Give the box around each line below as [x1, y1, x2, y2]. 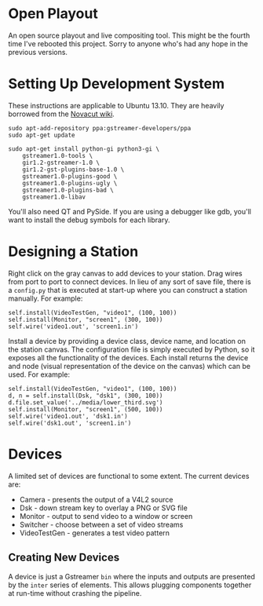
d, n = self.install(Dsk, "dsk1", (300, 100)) [8, 392, 163, 400]
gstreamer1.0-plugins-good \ [22, 172, 118, 181]
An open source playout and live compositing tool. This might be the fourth [8, 31, 250, 40]
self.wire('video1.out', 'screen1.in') [8, 323, 139, 330]
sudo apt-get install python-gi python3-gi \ [8, 144, 159, 153]
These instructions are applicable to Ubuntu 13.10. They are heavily [8, 100, 225, 110]
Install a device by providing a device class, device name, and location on [8, 336, 246, 345]
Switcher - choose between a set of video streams [19, 520, 184, 529]
